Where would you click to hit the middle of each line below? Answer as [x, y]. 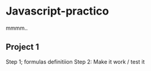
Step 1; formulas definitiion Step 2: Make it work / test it [75, 61]
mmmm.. [17, 28]
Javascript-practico [57, 11]
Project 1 [22, 47]
